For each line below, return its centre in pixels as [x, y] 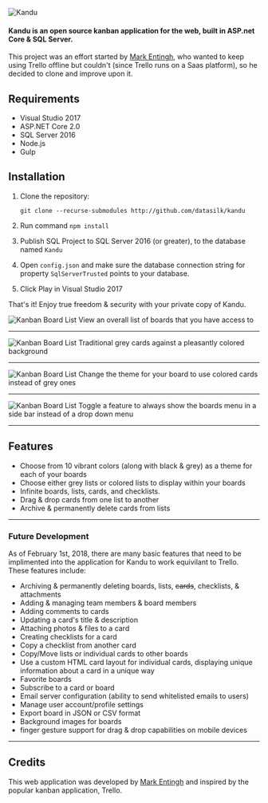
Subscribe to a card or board [67, 687]
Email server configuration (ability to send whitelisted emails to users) [134, 696]
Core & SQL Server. [41, 39]
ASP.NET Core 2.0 [50, 127]
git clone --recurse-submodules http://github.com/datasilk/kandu [132, 211]
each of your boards [53, 474]
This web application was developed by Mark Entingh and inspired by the [129, 781]
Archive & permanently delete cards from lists [95, 508]
